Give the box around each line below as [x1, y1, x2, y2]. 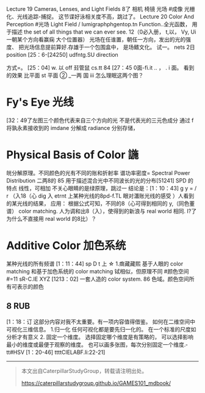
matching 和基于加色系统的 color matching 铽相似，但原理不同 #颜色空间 [6, 267, 189, 275]
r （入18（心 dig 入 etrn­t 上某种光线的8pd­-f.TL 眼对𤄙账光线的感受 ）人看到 [6, 192, 194, 200]
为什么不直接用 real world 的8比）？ [6, 215, 97, 222]
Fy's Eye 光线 [6, 95, 74, 109]
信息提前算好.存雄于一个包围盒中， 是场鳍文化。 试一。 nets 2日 [34, 43, 195, 51]
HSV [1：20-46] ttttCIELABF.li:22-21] [13, 348, 106, 356]
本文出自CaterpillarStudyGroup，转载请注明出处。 [21, 367, 148, 374]
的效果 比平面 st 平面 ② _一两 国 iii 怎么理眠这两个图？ [6, 72, 144, 79]
